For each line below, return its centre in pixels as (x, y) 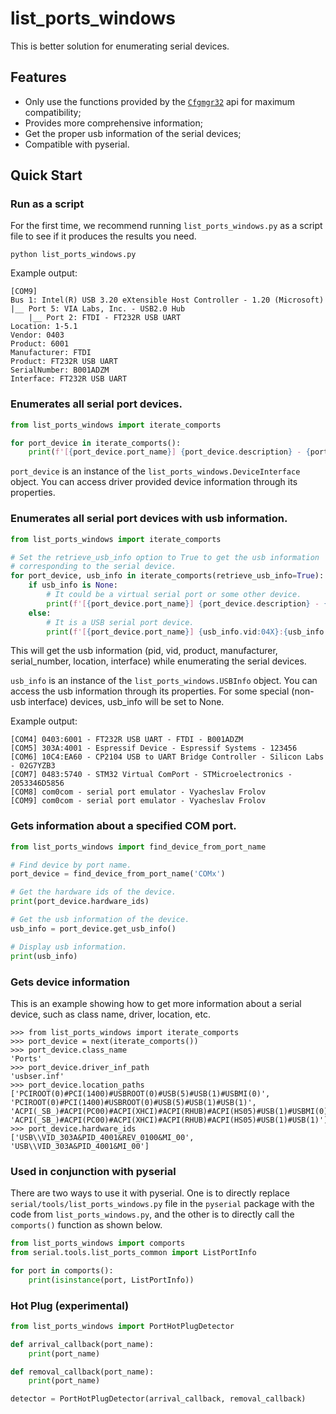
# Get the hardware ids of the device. (93, 892)
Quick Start (46, 175)
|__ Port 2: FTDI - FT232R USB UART (105, 318)
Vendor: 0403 (37, 335)
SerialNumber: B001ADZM (60, 370)
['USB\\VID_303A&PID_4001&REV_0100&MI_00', (102, 1137)
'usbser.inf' (37, 1076)
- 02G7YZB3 (33, 766)
